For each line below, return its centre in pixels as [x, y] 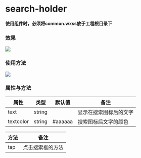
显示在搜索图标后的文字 [106, 112]
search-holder [36, 9]
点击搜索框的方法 [43, 147]
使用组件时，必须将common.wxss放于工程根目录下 [59, 23]
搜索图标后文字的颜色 [103, 122]
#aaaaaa [63, 121]
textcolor [18, 121]
